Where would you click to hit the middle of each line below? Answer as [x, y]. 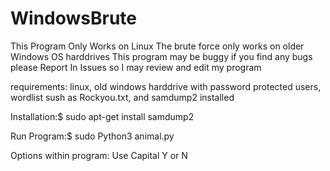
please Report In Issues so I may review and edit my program [136, 67]
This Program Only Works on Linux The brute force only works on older [157, 46]
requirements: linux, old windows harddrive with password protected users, [166, 86]
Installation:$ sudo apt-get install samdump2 [102, 116]
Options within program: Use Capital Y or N [99, 155]
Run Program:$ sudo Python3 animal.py [92, 136]
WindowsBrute [74, 18]
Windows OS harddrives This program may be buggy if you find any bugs [161, 56]
